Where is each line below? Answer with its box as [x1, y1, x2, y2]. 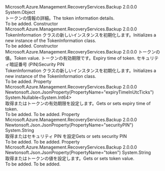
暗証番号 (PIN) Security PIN [9, 61, 65, 67]
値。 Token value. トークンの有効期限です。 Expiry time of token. [5, 55, 136, 61]
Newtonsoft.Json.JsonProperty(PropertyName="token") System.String [5, 149, 151, 155]
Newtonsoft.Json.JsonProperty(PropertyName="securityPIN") [5, 122, 134, 128]
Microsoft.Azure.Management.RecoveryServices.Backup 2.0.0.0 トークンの [5, 49, 161, 54]
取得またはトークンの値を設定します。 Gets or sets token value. [5, 155, 135, 161]
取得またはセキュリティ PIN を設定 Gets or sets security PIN [5, 133, 127, 139]
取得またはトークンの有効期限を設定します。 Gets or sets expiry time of [5, 100, 151, 106]
